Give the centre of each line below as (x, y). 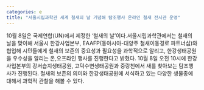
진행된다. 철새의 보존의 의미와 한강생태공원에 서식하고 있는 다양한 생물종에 (105, 73)
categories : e (24, 12)
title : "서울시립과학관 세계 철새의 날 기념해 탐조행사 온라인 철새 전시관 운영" (93, 18)
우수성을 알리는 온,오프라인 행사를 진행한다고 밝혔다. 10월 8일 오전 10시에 (99, 58)
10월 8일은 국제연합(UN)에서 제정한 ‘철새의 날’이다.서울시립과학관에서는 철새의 (100, 35)
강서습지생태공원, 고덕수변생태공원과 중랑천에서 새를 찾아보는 (105, 66)
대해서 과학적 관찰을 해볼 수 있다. (45, 81)
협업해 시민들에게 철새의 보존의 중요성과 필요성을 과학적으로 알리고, (86, 50)
